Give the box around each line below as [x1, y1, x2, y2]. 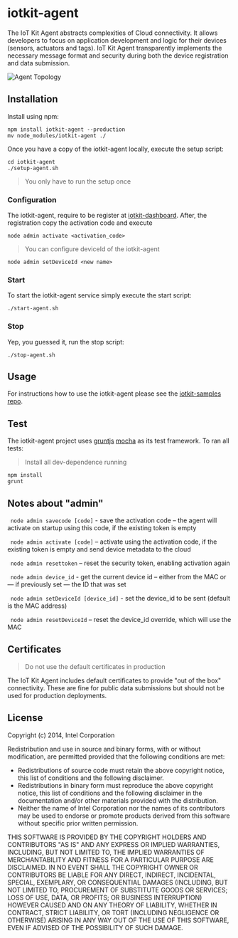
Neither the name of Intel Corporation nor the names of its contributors [17, 803, 225, 812]
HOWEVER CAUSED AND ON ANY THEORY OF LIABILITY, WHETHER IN [7, 900, 218, 909]
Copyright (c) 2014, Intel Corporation [7, 731, 115, 739]
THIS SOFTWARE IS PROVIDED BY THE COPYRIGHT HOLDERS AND [7, 833, 207, 841]
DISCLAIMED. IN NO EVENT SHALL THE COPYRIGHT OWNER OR [7, 863, 199, 871]
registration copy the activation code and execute [7, 218, 153, 227]
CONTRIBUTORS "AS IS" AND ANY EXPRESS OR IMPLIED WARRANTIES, [7, 840, 220, 848]
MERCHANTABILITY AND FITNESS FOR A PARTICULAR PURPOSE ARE [7, 855, 215, 864]
